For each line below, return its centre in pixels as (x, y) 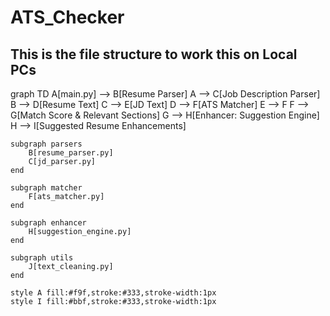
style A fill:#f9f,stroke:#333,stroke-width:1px (113, 293)
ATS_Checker (67, 17)
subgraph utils (42, 258)
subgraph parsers (46, 144)
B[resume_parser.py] (71, 153)
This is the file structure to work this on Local (154, 54)
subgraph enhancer (48, 223)
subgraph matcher (46, 188)
